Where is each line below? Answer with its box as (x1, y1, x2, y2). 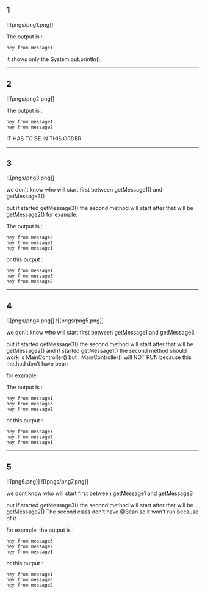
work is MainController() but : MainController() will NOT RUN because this (6, 353, 192, 361)
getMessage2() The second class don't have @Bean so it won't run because (6, 508, 199, 515)
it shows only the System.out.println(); (6, 55, 103, 63)
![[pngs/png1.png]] (6, 21, 54, 28)
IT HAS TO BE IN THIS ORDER (6, 134, 82, 142)
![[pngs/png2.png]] (6, 95, 55, 103)
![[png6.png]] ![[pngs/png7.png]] (6, 478, 88, 485)
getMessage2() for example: (6, 211, 78, 219)
